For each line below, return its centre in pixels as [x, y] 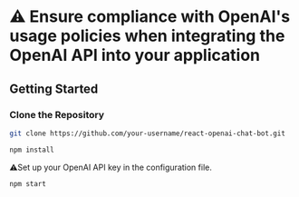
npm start [28, 183]
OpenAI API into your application [135, 55]
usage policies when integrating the [147, 36]
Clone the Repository [57, 114]
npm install [32, 150]
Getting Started [54, 89]
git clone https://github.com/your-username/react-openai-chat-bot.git [147, 133]
